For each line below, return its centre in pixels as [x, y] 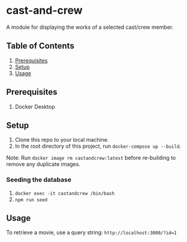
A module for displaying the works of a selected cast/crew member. [90, 27]
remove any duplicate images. [43, 164]
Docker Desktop [35, 106]
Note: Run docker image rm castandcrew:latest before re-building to [91, 158]
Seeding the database [39, 180]
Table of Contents [40, 46]
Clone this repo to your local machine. [62, 140]
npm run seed [31, 200]
